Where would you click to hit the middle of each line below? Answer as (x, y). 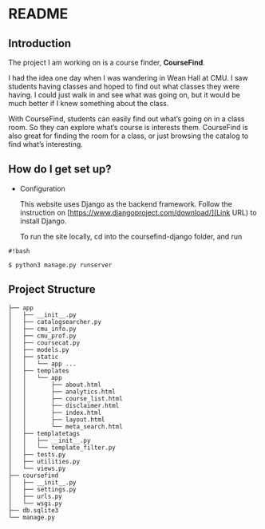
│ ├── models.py (39, 349)
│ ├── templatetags (44, 433)
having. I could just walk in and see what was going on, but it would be (125, 95)
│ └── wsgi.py (35, 503)
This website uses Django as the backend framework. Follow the (126, 203)
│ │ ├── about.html (55, 385)
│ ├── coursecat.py (44, 343)
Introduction (40, 43)
